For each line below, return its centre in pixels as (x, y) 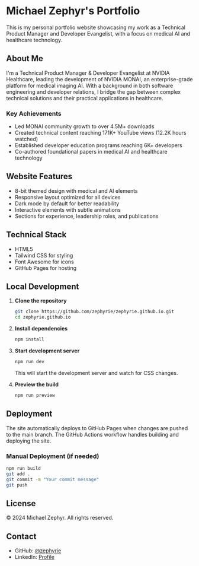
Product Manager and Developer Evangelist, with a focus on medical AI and (98, 33)
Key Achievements (34, 113)
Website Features (39, 177)
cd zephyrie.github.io (43, 317)
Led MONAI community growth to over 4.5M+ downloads (84, 126)
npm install (29, 339)
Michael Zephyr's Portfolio (73, 11)
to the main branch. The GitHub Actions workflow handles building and (93, 434)
